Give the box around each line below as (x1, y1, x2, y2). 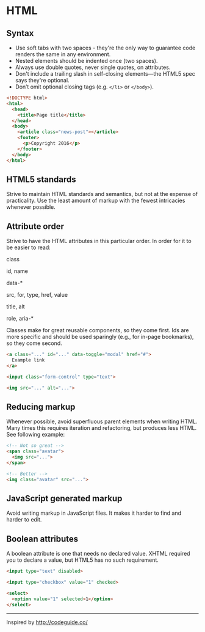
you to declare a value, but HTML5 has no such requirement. (6, 556, 159, 564)
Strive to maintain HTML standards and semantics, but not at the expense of (6, 191, 198, 198)
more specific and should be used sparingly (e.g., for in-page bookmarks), (6, 333, 194, 341)
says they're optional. (15, 77, 70, 84)
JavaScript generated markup (6, 493, 123, 504)
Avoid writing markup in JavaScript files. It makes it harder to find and (6, 509, 182, 517)
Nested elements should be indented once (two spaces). (15, 57, 158, 64)
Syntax (6, 28, 34, 38)
